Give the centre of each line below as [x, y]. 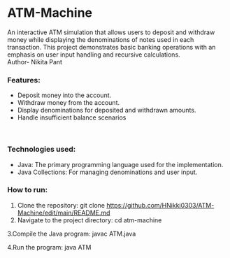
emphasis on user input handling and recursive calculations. [94, 55]
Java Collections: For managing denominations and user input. [107, 172]
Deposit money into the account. [64, 95]
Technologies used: [42, 150]
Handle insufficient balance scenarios [72, 117]
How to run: [28, 190]
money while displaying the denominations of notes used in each [101, 39]
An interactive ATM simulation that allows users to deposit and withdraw [111, 32]
